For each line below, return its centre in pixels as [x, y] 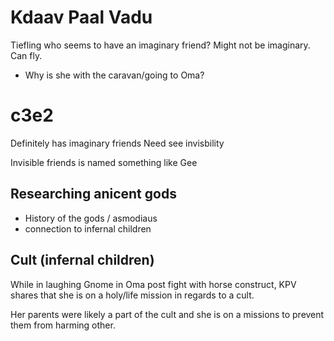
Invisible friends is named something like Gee [104, 162]
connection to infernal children [88, 228]
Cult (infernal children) [82, 260]
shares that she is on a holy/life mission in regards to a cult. [132, 295]
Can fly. [26, 55]
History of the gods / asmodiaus [91, 218]
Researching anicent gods [93, 194]
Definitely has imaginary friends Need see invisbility [117, 143]
